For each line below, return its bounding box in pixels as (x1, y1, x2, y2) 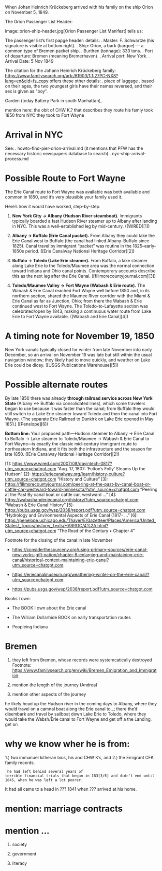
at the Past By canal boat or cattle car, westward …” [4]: (5, 491, 117, 498)
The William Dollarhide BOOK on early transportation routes (12, 614, 131, 620)
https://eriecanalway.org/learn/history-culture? (31, 471, 125, 477)
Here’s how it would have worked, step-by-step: (5, 203, 101, 209)
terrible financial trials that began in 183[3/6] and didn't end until (5, 773, 155, 778)
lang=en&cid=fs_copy (5, 78, 49, 84)
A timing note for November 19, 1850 (5, 331, 155, 342)
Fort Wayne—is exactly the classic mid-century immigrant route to (5, 441, 137, 446)
